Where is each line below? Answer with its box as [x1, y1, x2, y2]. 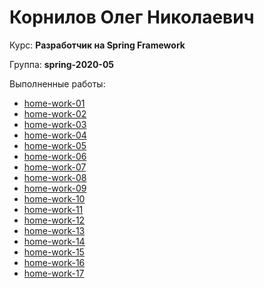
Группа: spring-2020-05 [9, 58, 115, 70]
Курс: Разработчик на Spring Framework [9, 39, 186, 51]
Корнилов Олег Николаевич [9, 6, 255, 29]
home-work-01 [23, 97, 86, 109]
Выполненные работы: [9, 77, 106, 90]
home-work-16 [23, 256, 86, 268]
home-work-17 [23, 267, 85, 279]
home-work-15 [23, 246, 85, 258]
